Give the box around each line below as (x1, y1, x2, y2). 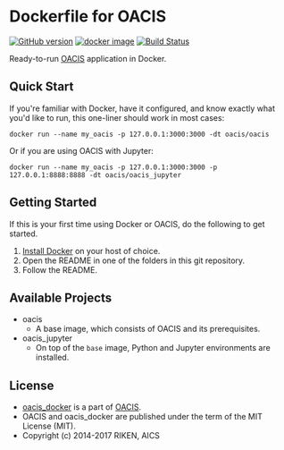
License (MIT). (21, 420, 76, 431)
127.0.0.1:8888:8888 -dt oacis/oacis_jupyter (9, 170, 181, 180)
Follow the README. (21, 264, 98, 275)
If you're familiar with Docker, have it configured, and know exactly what (9, 103, 275, 114)
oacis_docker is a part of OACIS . (21, 402, 142, 412)
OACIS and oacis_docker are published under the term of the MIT (21, 412, 263, 422)
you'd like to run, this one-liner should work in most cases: (9, 112, 225, 123)
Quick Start (9, 79, 74, 95)
